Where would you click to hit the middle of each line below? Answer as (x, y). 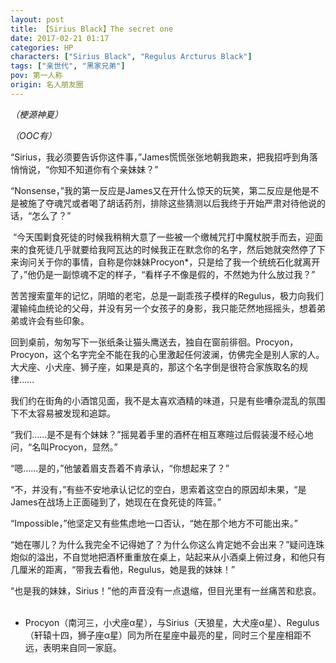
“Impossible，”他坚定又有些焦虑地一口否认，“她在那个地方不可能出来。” (154, 523)
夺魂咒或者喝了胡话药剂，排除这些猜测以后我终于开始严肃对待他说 (180, 203)
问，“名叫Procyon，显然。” (64, 447)
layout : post (37, 19)
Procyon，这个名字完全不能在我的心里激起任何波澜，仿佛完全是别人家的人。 (167, 354)
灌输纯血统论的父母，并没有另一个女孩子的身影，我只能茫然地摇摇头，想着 (163, 308)
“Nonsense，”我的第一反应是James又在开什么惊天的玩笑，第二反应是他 (156, 190)
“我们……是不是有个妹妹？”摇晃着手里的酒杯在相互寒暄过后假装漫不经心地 (162, 434)
